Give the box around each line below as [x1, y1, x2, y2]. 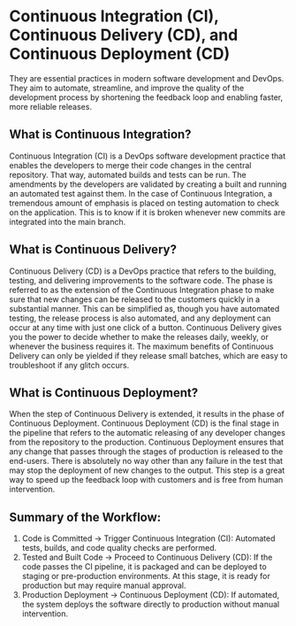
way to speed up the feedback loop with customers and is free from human [9, 475, 284, 485]
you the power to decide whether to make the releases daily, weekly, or [9, 331, 269, 342]
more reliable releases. [9, 101, 93, 112]
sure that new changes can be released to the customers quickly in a [9, 294, 261, 305]
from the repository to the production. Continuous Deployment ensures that [9, 437, 285, 448]
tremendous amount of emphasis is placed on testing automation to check [9, 197, 280, 208]
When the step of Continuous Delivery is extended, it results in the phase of [9, 409, 285, 420]
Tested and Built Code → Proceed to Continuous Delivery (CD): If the [21, 552, 273, 563]
